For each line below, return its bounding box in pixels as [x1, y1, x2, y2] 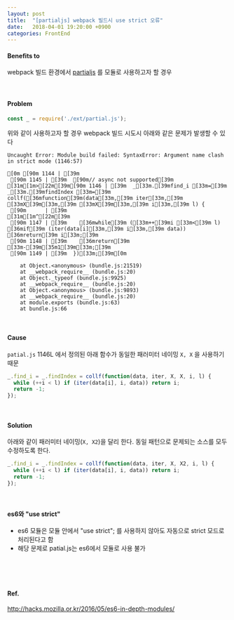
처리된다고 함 [17, 535, 54, 544]
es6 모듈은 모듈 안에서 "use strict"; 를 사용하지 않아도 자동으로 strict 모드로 [17, 527, 225, 535]
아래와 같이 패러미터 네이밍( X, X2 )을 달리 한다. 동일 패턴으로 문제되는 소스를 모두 [7, 437, 228, 446]
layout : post [7, 10, 46, 18]
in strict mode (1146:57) [7, 157, 83, 165]
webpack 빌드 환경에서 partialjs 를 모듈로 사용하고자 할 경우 [7, 68, 172, 77]
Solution [7, 421, 33, 429]
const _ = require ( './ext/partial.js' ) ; [7, 115, 128, 122]
